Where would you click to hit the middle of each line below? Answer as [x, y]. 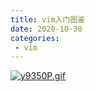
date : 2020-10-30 [46, 29]
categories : [35, 38]
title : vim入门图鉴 [48, 19]
